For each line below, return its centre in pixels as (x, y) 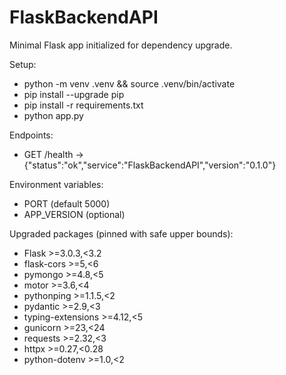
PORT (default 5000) (67, 203)
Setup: (23, 64)
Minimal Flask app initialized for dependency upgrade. (121, 45)
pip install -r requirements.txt (83, 105)
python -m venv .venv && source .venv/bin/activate (129, 83)
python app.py (53, 115)
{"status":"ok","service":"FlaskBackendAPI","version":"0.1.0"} (150, 165)
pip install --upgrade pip (74, 94)
